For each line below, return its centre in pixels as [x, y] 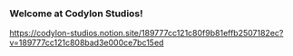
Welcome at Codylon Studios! [76, 14]
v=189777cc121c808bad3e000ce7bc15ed [87, 42]
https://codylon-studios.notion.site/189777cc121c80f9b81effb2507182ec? [146, 33]
